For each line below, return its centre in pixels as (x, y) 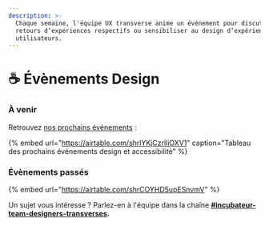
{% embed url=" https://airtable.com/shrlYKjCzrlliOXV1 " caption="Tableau (130, 143)
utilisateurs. (39, 38)
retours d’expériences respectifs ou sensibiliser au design (120, 30)
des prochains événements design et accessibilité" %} (98, 151)
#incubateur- (233, 205)
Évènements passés (49, 172)
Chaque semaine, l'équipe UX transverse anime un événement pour (127, 23)
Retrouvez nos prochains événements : (73, 127)
